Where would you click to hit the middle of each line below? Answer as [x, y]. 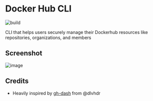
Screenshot [24, 53]
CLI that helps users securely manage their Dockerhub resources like [76, 32]
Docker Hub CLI [38, 9]
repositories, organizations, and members [48, 37]
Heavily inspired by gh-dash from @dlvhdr [56, 93]
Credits [17, 81]
